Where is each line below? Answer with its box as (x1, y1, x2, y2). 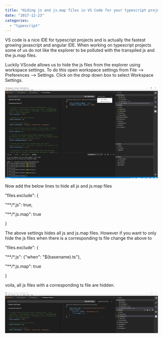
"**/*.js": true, (5, 202, 33, 208)
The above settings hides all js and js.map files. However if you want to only (5, 230, 157, 236)
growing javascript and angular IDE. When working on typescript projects (5, 42, 151, 48)
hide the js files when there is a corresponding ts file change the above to (5, 235, 152, 241)
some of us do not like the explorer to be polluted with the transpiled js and (5, 48, 155, 53)
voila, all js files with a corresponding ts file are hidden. (5, 282, 115, 288)
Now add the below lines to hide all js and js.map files (5, 183, 113, 189)
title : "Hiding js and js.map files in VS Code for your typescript (5, 8, 147, 13)
